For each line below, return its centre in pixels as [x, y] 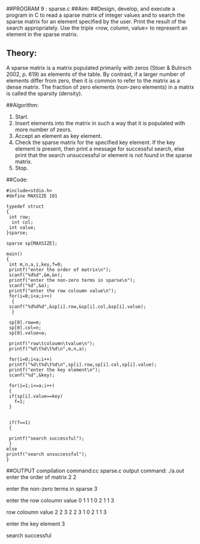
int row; [20, 217]
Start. [22, 116]
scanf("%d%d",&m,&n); [36, 275]
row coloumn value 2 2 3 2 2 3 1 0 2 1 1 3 [56, 512]
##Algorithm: [23, 105]
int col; [23, 222]
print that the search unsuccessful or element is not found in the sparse [103, 155]
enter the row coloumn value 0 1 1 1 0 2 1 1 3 [60, 500]
